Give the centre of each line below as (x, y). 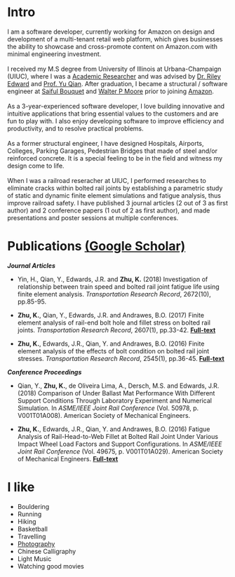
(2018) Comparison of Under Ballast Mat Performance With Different (116, 393)
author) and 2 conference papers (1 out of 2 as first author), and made (109, 210)
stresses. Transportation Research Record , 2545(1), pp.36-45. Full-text (121, 358)
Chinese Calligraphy (47, 551)
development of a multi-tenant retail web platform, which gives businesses (115, 39)
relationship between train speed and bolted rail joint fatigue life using (118, 286)
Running (29, 514)
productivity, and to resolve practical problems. (75, 128)
